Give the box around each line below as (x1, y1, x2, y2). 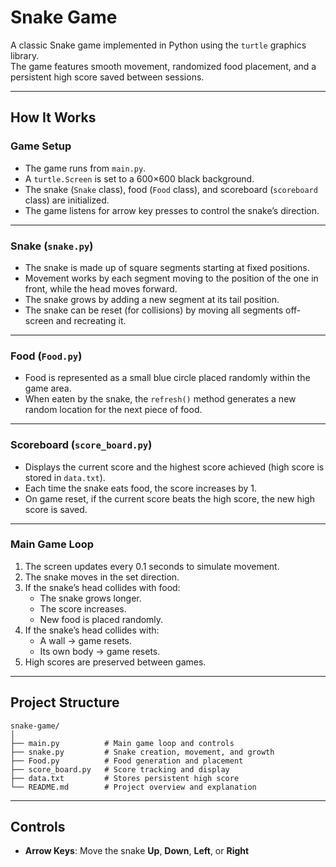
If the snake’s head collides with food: (24, 581, 181, 593)
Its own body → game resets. (39, 645, 161, 657)
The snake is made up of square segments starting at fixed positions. (24, 261, 310, 273)
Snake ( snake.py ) (10, 239, 94, 253)
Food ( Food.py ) (10, 349, 83, 363)
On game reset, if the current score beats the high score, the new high (24, 492, 315, 505)
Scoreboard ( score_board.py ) (10, 438, 153, 452)
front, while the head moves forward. (24, 282, 178, 295)
